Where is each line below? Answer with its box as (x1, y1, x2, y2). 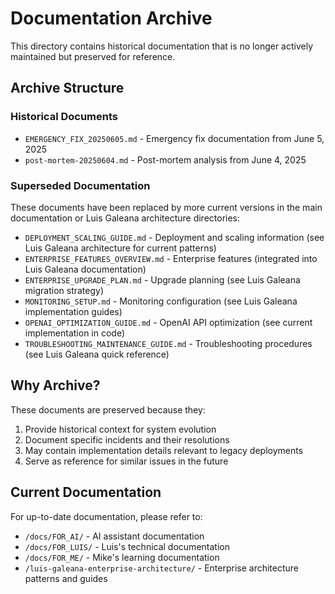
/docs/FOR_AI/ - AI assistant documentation (24, 530, 205, 542)
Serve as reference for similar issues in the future (24, 455, 229, 467)
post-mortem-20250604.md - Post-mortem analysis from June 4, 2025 (24, 153, 307, 166)
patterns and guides (24, 572, 108, 584)
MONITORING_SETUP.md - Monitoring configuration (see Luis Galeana (24, 295, 298, 307)
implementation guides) (24, 305, 123, 317)
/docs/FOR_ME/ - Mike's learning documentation (24, 551, 220, 563)
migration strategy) (24, 284, 105, 296)
